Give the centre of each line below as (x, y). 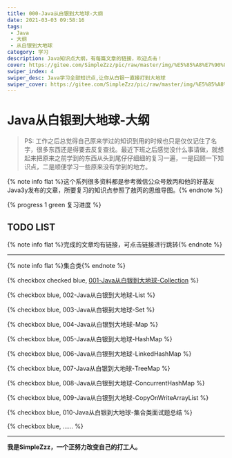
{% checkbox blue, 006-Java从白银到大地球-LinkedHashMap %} (99, 354)
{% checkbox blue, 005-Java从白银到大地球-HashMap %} (90, 339)
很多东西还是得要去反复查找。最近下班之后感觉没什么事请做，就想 (130, 150)
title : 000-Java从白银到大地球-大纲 (55, 13)
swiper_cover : (28, 84)
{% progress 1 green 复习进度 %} (54, 205)
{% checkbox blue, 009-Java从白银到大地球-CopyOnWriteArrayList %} (108, 398)
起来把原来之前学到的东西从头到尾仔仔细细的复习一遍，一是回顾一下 (121, 158)
